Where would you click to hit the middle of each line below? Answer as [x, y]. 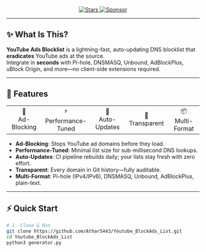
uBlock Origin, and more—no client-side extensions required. [83, 69]
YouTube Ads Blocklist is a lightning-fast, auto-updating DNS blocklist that [101, 49]
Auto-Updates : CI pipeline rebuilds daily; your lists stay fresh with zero [105, 156]
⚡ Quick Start [32, 209]
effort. [23, 163]
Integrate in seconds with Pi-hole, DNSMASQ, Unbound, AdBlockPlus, [95, 62]
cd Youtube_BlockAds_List [39, 237]
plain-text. [28, 183]
